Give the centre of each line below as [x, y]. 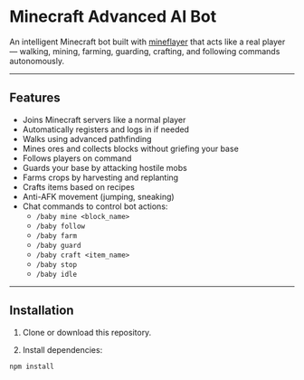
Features [35, 98]
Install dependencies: [62, 349]
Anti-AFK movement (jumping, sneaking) [98, 196]
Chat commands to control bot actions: [95, 206]
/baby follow [61, 226]
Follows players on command [77, 158]
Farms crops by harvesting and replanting [100, 177]
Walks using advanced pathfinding [87, 138]
